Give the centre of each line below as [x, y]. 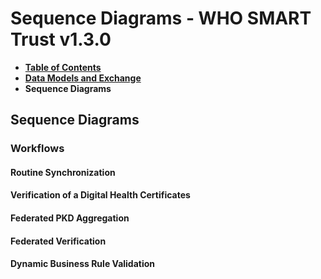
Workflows [37, 149]
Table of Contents [63, 67]
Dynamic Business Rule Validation [83, 264]
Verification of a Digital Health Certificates [100, 195]
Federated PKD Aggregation [70, 218]
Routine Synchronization [63, 172]
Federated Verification [58, 241]
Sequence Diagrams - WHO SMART [161, 18]
